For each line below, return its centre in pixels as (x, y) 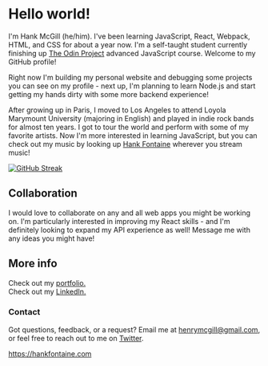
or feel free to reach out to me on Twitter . (76, 338)
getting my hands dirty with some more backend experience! (109, 94)
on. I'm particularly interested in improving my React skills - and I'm (119, 221)
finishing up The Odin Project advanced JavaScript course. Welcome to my (132, 53)
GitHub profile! (32, 62)
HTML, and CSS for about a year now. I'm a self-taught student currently (128, 44)
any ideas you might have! (52, 238)
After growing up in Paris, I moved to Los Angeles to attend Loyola (117, 110)
